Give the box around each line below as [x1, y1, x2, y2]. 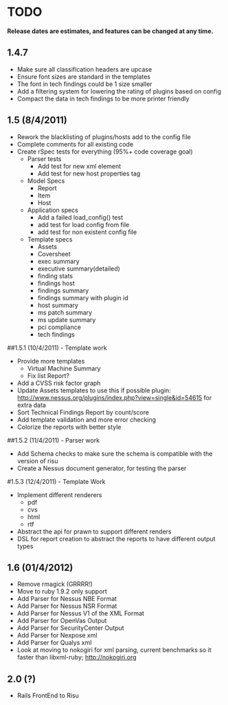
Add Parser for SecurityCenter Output [16, 624, 125, 632]
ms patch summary [37, 308, 93, 317]
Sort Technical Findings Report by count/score [16, 408, 150, 417]
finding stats [37, 271, 73, 280]
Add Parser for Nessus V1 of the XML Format [16, 609, 144, 618]
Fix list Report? [27, 371, 70, 379]
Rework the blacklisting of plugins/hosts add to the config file [16, 132, 191, 141]
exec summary [37, 257, 80, 265]
